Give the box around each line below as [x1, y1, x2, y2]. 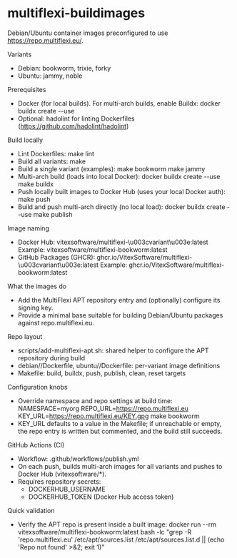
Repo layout [7, 332, 43, 340]
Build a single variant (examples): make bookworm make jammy [17, 164, 206, 173]
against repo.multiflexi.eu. [17, 318, 94, 327]
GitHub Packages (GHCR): [17, 253, 96, 261]
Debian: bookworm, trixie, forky [17, 64, 111, 72]
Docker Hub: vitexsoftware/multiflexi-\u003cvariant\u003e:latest [17, 238, 208, 246]
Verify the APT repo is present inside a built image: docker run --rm [17, 519, 216, 529]
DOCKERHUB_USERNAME [28, 485, 106, 493]
